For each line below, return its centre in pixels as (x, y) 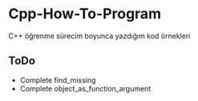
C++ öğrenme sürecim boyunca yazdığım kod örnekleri (99, 36)
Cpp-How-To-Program (85, 14)
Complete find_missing (58, 80)
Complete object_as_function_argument (85, 88)
